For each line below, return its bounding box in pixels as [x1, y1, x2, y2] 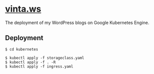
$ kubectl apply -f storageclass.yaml [5, 55, 84, 60]
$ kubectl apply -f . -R [5, 60, 56, 65]
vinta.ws [5, 3, 42, 15]
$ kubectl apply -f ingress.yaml [5, 64, 74, 69]
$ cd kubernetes [5, 47, 38, 52]
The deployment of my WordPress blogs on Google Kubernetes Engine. [5, 20, 150, 25]
